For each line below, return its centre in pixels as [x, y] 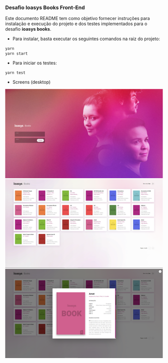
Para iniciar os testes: [34, 63]
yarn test [15, 73]
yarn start [16, 54]
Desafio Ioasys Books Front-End [45, 8]
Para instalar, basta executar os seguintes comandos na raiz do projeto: [86, 39]
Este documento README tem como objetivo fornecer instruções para [77, 19]
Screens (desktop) [31, 82]
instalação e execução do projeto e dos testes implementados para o [76, 24]
